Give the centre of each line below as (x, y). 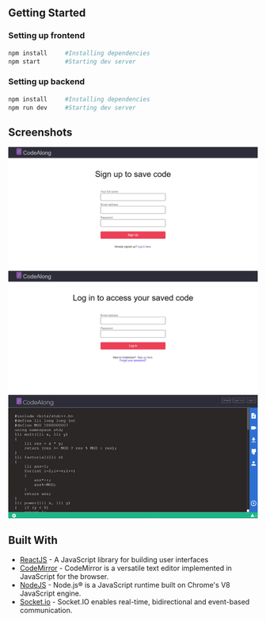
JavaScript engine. (50, 593)
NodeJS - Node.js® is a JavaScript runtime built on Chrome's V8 (125, 585)
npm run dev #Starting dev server (72, 107)
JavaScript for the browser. (64, 576)
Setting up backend (47, 82)
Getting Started (47, 13)
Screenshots (40, 132)
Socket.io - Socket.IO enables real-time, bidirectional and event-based (135, 601)
